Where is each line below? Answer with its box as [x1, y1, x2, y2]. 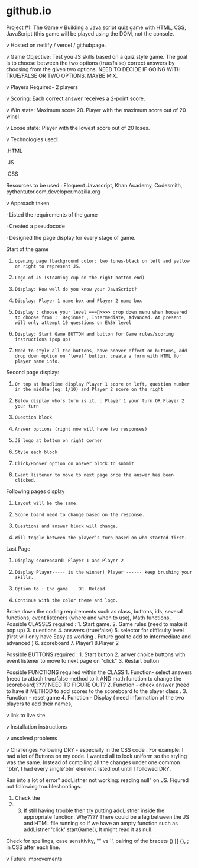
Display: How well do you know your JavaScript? [14, 286, 137, 292]
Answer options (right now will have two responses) [14, 426, 148, 432]
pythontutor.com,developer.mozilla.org [6, 188, 100, 195]
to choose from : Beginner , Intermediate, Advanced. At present [14, 314, 182, 320]
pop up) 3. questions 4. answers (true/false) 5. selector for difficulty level [6, 627, 184, 634]
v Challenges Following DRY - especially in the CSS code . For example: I [6, 746, 184, 753]
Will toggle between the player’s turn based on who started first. [14, 535, 187, 540]
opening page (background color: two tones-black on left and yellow [14, 258, 190, 264]
